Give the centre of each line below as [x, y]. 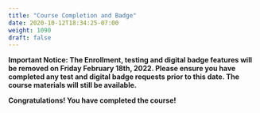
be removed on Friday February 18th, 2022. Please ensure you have [122, 69]
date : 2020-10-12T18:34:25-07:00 [64, 23]
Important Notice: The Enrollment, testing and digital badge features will [130, 60]
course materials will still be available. [72, 85]
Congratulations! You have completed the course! [92, 100]
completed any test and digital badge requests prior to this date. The [124, 77]
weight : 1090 [30, 30]
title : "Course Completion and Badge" [72, 15]
